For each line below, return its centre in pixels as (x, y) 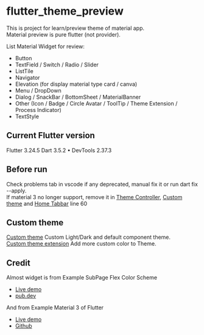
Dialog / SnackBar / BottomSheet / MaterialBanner (78, 97)
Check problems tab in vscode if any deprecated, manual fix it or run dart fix (102, 184)
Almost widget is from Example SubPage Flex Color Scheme (82, 278)
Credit (18, 263)
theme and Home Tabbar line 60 (47, 203)
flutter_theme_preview (65, 11)
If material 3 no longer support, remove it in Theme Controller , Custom (94, 197)
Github (23, 326)
